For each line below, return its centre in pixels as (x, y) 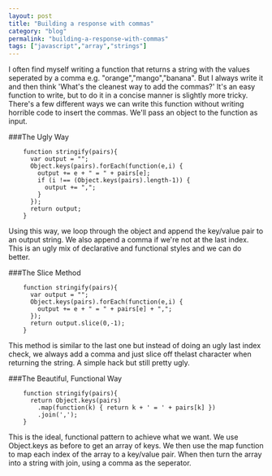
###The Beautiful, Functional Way (65, 378)
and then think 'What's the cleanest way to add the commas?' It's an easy (132, 87)
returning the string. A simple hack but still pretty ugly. (99, 363)
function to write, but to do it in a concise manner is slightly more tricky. (128, 95)
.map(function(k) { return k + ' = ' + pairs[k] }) (127, 408)
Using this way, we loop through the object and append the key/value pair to (136, 231)
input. (18, 121)
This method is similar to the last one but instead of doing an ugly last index (135, 346)
